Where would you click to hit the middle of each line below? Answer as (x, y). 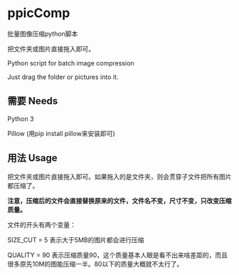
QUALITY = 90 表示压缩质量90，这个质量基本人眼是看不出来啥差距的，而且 (118, 255)
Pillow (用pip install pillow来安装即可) (61, 133)
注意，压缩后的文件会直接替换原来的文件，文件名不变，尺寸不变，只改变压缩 (119, 200)
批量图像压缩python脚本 (43, 33)
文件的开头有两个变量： (42, 224)
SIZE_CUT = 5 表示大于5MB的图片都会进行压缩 (76, 239)
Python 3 (21, 118)
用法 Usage (33, 158)
